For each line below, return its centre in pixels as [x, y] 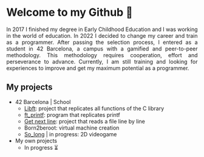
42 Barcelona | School [43, 102]
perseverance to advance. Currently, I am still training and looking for [102, 61]
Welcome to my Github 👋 [70, 12]
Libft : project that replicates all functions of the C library [94, 108]
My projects [29, 87]
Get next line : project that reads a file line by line [85, 121]
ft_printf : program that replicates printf [72, 114]
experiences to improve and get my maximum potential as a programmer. [98, 68]
